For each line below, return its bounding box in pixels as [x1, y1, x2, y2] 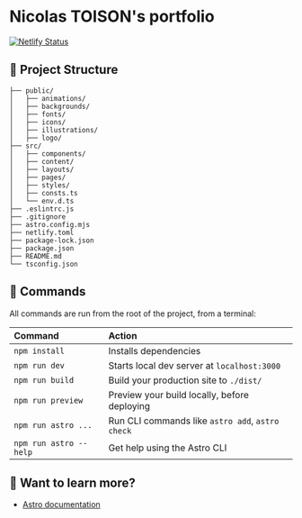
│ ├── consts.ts [9, 188, 78, 197]
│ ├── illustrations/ [9, 125, 99, 134]
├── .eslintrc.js [9, 204, 75, 214]
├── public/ [9, 86, 54, 95]
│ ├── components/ [9, 149, 87, 159]
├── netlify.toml [9, 228, 75, 237]
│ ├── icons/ [9, 117, 67, 127]
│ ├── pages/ [9, 173, 67, 182]
